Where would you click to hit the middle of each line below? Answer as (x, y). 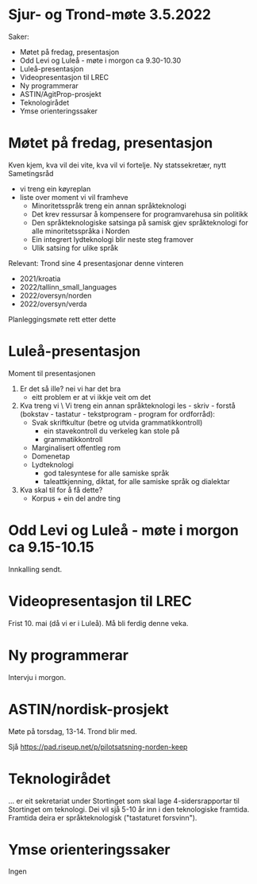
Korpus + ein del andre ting (76, 498)
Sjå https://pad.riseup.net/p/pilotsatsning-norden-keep (98, 747)
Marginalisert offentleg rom (76, 448)
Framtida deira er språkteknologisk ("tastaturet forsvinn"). (103, 817)
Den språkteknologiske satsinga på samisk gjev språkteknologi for (140, 222)
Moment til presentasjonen (52, 373)
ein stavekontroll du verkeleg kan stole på (111, 431)
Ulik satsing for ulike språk (75, 248)
